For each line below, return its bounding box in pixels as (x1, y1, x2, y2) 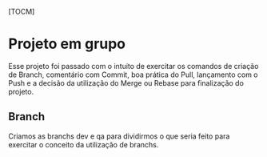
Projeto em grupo (8, 35, 126, 53)
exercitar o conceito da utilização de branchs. (8, 139, 159, 149)
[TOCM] (8, 7, 35, 16)
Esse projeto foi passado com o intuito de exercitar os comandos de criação (8, 61, 259, 70)
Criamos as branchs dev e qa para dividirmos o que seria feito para (8, 131, 230, 141)
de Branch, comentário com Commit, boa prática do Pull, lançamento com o (8, 70, 258, 79)
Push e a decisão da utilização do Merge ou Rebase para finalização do (8, 78, 244, 87)
